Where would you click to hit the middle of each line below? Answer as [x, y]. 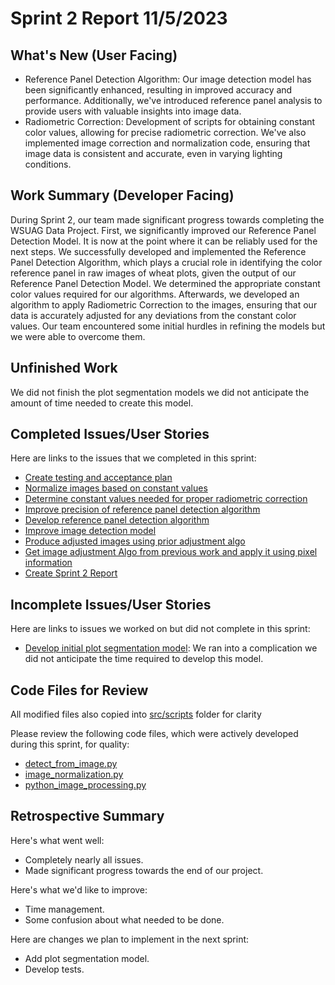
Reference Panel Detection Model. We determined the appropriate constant [165, 283]
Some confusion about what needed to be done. [124, 919]
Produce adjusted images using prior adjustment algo [135, 541]
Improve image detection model [90, 531]
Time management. [64, 909]
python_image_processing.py [85, 785]
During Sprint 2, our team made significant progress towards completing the [167, 219]
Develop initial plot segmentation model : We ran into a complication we [171, 648]
